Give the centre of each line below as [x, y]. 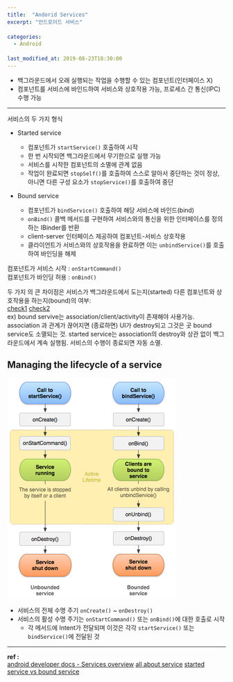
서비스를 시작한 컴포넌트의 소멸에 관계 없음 [85, 164]
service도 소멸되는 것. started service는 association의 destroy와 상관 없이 [110, 334]
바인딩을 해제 [58, 253]
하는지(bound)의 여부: [61, 300]
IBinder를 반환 [60, 227]
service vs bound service [43, 672]
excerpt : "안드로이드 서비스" [45, 22]
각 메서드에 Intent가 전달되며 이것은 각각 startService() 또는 [111, 627]
